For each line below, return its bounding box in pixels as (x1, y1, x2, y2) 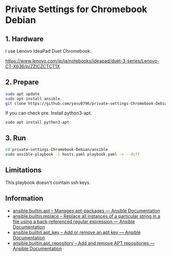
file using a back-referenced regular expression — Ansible (12, 218, 135, 225)
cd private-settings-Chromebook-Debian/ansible (5, 147, 108, 152)
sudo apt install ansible (5, 96, 60, 101)
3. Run (5, 134, 26, 142)
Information (5, 194, 44, 203)
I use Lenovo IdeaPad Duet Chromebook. (5, 48, 92, 54)
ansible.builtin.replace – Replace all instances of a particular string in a (12, 213, 160, 219)
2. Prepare (5, 78, 39, 87)
